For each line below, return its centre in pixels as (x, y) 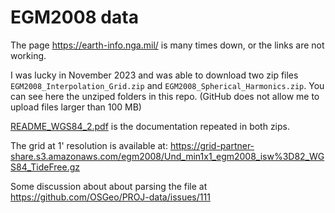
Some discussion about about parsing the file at (109, 186)
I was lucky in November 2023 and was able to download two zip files (154, 75)
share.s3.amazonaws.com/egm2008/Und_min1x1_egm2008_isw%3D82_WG (167, 156)
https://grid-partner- (212, 145)
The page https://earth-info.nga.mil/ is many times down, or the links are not (167, 45)
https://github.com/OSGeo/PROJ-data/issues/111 (110, 197)
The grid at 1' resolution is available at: (89, 145)
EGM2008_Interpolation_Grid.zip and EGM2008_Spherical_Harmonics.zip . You (167, 85)
